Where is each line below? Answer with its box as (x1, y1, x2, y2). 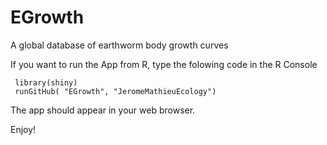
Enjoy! (10, 123, 37, 135)
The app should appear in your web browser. (10, 104, 196, 116)
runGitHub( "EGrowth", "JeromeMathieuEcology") (14, 86, 217, 96)
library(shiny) (14, 77, 78, 88)
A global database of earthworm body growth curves (10, 39, 229, 51)
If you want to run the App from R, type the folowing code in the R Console (10, 58, 318, 70)
